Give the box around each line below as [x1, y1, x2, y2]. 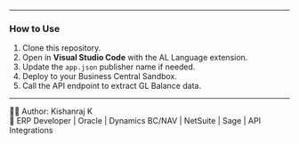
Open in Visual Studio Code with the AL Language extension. [21, 52, 248, 63]
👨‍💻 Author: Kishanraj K [9, 106, 93, 116]
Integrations [9, 125, 53, 136]
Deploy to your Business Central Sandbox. [21, 71, 178, 82]
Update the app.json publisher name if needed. [21, 61, 196, 72]
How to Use [9, 22, 61, 35]
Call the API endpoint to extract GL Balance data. [21, 81, 202, 92]
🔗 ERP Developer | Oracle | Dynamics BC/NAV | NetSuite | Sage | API [9, 116, 261, 126]
